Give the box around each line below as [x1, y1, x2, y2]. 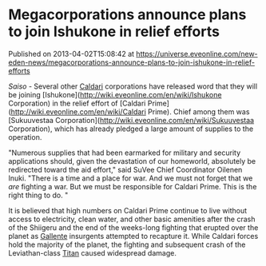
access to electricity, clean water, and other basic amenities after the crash [8, 214, 256, 224]
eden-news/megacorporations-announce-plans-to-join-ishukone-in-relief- [8, 58, 256, 67]
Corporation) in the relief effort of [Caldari [8, 98, 146, 108]
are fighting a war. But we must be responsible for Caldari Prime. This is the [8, 181, 257, 191]
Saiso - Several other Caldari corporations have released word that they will [8, 81, 258, 91]
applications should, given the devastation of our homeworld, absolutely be [8, 156, 256, 165]
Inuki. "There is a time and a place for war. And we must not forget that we [8, 173, 253, 183]
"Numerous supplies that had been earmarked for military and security [8, 148, 241, 157]
